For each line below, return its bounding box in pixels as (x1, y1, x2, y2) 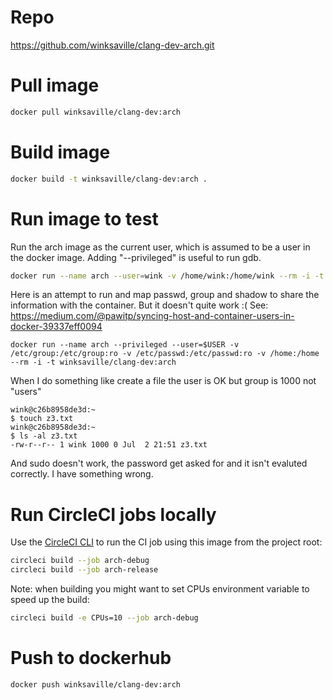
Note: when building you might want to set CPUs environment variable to (10, 583, 310, 595)
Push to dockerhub (10, 647, 172, 670)
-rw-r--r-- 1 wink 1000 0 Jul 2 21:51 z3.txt (10, 440, 208, 450)
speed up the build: (10, 594, 90, 606)
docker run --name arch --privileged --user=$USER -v (10, 340, 240, 350)
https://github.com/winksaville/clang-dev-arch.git (10, 39, 215, 51)
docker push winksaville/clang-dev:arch (10, 679, 182, 690)
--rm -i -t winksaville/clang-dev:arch (10, 357, 177, 368)
